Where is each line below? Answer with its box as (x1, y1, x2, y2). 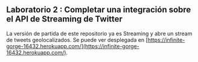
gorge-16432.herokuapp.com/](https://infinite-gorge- (6, 42, 140, 49)
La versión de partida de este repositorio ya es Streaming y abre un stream (6, 30, 193, 37)
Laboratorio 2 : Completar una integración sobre (6, 5, 191, 15)
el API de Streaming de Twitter (6, 14, 123, 24)
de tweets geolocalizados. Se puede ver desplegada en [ (6, 36, 148, 44)
